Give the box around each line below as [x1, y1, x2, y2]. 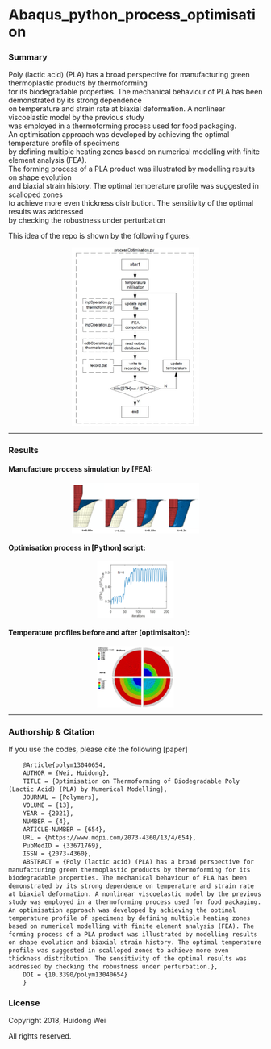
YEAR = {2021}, [23, 810, 74, 818]
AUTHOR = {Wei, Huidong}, [23, 769, 110, 777]
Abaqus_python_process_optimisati [8, 6, 256, 24]
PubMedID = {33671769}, [23, 842, 103, 850]
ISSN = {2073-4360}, [23, 850, 92, 858]
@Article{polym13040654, [23, 761, 106, 769]
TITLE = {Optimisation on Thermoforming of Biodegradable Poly [23, 777, 240, 785]
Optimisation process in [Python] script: [8, 543, 146, 552]
